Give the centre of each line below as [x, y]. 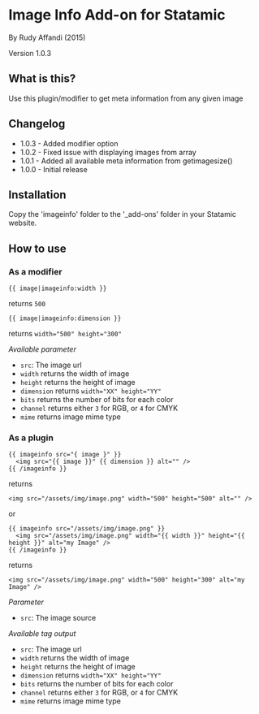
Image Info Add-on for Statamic [117, 15]
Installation [37, 195]
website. [23, 223]
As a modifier [35, 271]
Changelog [37, 124]
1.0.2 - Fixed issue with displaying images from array [108, 152]
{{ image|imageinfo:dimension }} [65, 318]
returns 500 [27, 304]
